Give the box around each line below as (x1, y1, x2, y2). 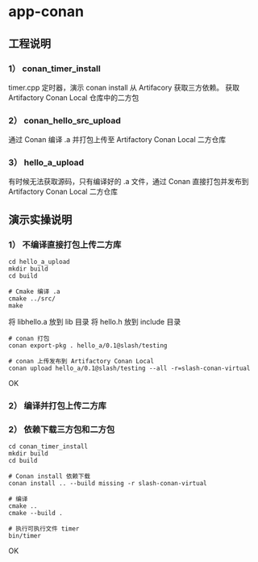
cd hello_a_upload (8, 258, 70, 266)
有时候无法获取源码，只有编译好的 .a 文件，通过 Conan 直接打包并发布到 (8, 177, 249, 187)
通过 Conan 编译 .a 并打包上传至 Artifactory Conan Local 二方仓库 (8, 135, 227, 145)
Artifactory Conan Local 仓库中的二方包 (8, 92, 139, 103)
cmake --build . (8, 510, 63, 518)
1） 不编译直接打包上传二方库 (8, 239, 122, 250)
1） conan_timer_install (8, 63, 101, 74)
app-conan (8, 2, 85, 21)
